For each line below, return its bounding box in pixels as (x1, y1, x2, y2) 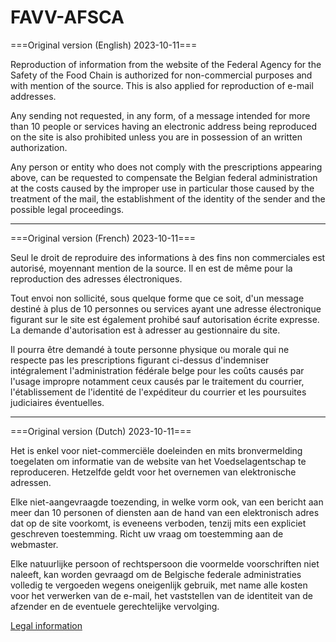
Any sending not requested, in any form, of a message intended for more (10, 109, 311, 121)
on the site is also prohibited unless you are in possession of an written (10, 131, 303, 143)
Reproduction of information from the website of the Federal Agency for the (10, 58, 322, 70)
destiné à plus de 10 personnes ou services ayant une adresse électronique (10, 302, 322, 315)
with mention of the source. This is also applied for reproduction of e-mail (10, 79, 314, 91)
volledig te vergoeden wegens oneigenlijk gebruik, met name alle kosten (10, 579, 308, 591)
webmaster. (10, 538, 59, 550)
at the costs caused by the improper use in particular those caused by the (10, 182, 315, 194)
